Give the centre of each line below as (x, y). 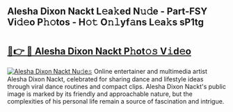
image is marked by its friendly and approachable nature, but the (100, 94)
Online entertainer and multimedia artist (150, 71)
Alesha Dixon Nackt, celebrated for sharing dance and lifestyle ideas (105, 79)
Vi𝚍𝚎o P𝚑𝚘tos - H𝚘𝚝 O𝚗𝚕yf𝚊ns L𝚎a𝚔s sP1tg (105, 23)
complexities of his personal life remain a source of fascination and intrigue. (116, 101)
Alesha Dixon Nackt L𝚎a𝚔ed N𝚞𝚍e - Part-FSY (107, 11)
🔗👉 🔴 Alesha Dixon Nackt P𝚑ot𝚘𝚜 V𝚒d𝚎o (99, 51)
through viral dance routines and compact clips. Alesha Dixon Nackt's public (116, 87)
